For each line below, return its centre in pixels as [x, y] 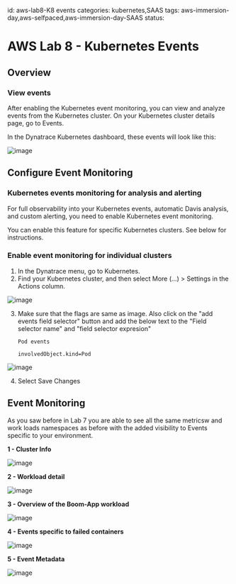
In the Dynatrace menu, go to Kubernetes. [79, 271]
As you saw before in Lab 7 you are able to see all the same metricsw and [115, 420]
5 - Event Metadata [36, 558]
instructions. [26, 237]
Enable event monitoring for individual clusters [90, 256]
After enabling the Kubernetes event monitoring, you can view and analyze [116, 108]
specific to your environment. [50, 435]
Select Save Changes [49, 381]
